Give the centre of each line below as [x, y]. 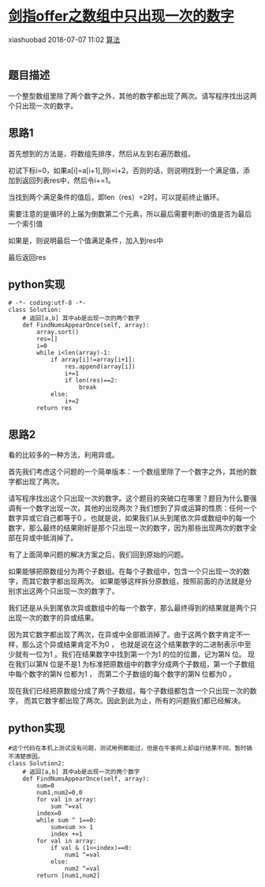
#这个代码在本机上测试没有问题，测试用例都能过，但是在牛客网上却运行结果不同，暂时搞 [130, 748]
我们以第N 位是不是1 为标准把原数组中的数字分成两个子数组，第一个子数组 [135, 664]
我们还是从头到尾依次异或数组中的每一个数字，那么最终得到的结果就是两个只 [132, 608]
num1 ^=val [82, 855]
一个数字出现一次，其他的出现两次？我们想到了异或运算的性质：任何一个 [139, 508]
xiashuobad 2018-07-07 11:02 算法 [64, 39]
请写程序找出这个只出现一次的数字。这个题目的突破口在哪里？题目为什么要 [129, 498]
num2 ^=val [82, 869]
